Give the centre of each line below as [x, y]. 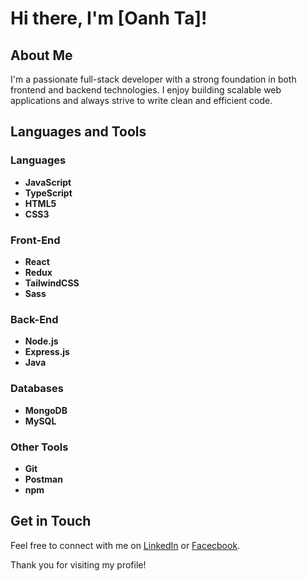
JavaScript [48, 182]
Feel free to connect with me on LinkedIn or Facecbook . [125, 545]
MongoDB [46, 410]
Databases [37, 389]
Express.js [47, 352]
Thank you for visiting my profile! [78, 564]
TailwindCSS [52, 283]
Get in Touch [51, 521]
